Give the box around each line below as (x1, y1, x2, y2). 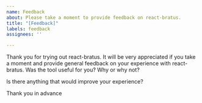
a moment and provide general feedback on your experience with (6, 60, 171, 67)
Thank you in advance (6, 90, 62, 97)
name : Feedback (6, 8, 45, 15)
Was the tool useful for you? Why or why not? (25, 66, 140, 73)
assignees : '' (6, 32, 43, 38)
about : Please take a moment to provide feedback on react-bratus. (6, 15, 182, 21)
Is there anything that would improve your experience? (6, 78, 143, 85)
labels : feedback (6, 25, 51, 32)
